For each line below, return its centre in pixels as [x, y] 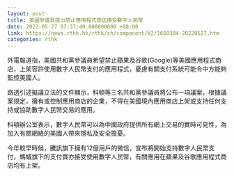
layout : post [26, 14]
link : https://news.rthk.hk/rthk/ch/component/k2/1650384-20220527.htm [113, 33]
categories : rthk [32, 40]
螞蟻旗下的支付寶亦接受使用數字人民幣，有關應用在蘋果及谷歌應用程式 [120, 157]
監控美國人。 [25, 78]
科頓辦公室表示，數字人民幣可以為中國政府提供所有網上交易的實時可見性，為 [117, 125]
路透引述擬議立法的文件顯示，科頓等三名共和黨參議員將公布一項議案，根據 [114, 93]
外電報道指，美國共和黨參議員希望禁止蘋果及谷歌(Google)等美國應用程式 [111, 61]
